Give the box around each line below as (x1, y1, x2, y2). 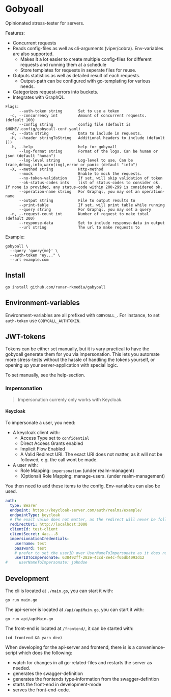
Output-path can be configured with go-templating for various (20, 78, 151, 84)
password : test (14, 546, 47, 551)
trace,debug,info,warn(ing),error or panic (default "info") (5, 162, 138, 167)
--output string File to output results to (18, 198, 136, 203)
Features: (5, 30, 25, 36)
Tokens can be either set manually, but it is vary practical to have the (5, 346, 150, 352)
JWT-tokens (5, 332, 46, 341)
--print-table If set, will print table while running (18, 203, 165, 208)
